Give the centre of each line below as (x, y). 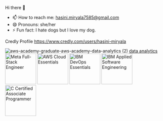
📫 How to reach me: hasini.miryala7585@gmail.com (66, 17)
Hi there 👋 (15, 8)
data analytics (143, 51)
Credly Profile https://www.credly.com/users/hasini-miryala (66, 41)
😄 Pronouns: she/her (34, 24)
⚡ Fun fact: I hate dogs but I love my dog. (54, 30)
